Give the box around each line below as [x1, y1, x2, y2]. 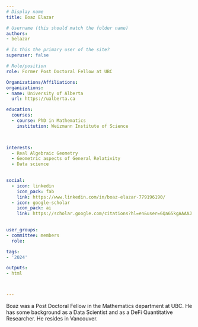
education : [6, 106, 33, 113]
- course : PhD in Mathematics [11, 118, 86, 124]
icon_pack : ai [17, 205, 52, 211]
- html [6, 271, 23, 276]
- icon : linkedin [11, 183, 55, 189]
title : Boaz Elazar [6, 14, 55, 20]
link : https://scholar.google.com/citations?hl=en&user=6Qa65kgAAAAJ [17, 210, 193, 217]
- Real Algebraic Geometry [11, 150, 78, 156]
